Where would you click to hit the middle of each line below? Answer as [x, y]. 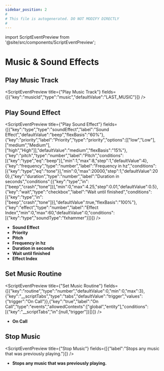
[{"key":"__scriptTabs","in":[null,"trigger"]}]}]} [51, 312]
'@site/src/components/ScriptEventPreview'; [50, 43]
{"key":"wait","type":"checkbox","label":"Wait [51, 192]
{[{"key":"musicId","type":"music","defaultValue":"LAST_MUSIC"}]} [73, 97]
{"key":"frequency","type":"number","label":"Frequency [61, 166]
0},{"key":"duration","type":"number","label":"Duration [60, 176]
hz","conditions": [140, 166]
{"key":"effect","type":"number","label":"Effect [52, 208]
